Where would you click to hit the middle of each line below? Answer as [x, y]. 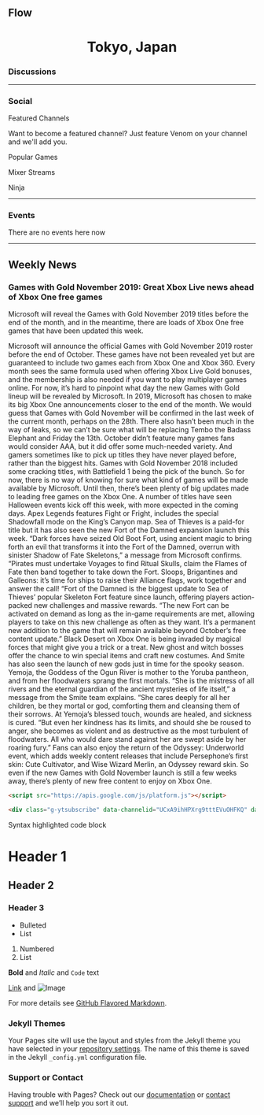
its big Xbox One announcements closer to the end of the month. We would [130, 405]
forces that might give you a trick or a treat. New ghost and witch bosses [126, 647]
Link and [22, 987]
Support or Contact [46, 1078]
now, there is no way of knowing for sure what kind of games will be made [128, 480]
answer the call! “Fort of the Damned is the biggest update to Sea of [118, 589]
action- [243, 597]
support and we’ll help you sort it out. [68, 1103]
